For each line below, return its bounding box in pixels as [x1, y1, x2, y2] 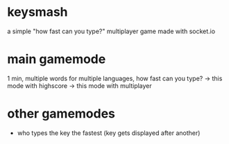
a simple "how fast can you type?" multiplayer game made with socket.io [7, 27, 216, 35]
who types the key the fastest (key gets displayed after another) [17, 129, 201, 137]
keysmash [7, 4, 68, 20]
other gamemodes [7, 106, 116, 122]
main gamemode [7, 51, 106, 67]
